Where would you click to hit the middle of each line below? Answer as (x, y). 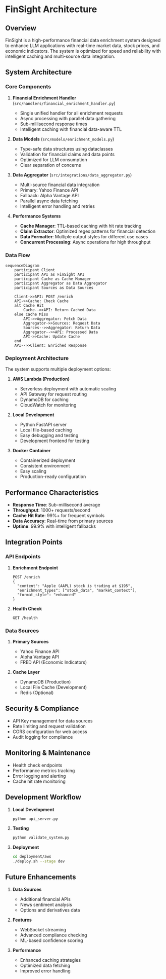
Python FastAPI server (43, 425)
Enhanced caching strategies (50, 960)
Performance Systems (37, 216)
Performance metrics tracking (44, 770)
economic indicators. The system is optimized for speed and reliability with (83, 51)
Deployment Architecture (37, 358)
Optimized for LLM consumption (53, 159)
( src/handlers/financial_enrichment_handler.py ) (64, 103)
